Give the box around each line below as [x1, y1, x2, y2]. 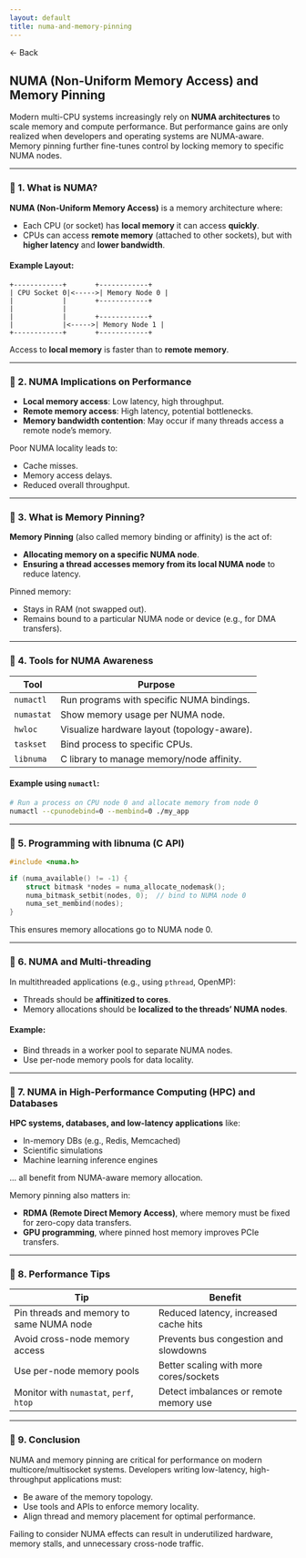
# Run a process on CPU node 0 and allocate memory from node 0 [9, 798, 259, 807]
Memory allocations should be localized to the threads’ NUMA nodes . [22, 1003, 288, 1014]
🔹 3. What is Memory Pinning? [9, 511, 146, 524]
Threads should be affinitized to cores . [22, 993, 171, 1004]
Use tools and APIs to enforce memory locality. [22, 1501, 199, 1512]
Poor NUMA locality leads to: [9, 443, 118, 453]
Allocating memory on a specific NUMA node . [22, 549, 200, 560]
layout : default [9, 13, 71, 23]
